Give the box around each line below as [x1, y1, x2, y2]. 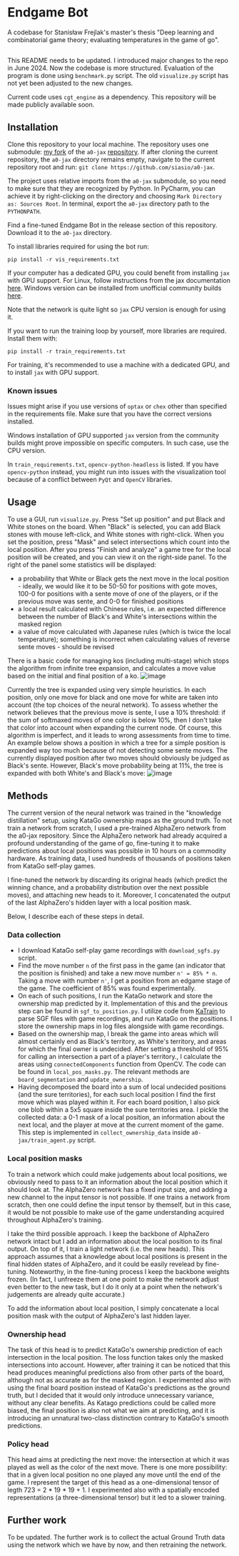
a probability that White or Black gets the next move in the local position [17, 574, 230, 583]
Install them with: [7, 334, 58, 343]
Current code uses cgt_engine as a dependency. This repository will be [7, 93, 216, 101]
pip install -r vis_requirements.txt [7, 256, 120, 263]
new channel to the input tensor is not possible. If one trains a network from [7, 1193, 230, 1201]
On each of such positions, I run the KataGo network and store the [17, 992, 213, 1000]
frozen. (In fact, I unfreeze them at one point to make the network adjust [7, 1275, 219, 1283]
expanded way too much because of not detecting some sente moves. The [7, 746, 228, 755]
